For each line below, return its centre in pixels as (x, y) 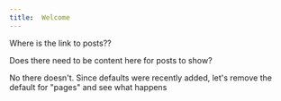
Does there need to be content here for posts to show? (111, 60)
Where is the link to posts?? (61, 43)
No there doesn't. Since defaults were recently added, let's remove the (141, 78)
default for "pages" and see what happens (88, 87)
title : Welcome (40, 17)
